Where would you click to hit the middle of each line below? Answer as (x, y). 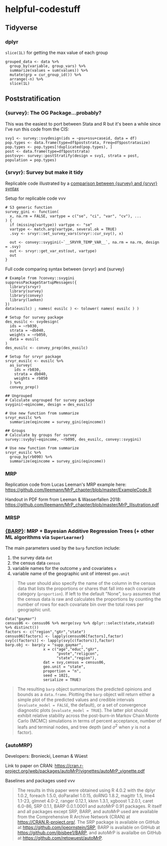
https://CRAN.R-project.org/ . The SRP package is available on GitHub (88, 822)
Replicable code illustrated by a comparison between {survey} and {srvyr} (82, 183)
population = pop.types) (31, 160)
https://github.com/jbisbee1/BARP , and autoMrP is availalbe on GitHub (89, 833)
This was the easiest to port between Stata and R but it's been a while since (83, 124)
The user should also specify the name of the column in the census (86, 583)
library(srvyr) (25, 287)
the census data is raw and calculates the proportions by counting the (89, 599)
